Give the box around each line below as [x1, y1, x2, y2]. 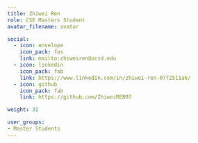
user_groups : [7, 119, 45, 126]
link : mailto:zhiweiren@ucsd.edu [19, 55, 117, 62]
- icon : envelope [13, 42, 64, 49]
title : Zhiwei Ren [7, 10, 60, 17]
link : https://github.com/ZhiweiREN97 [19, 94, 132, 101]
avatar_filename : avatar [7, 23, 79, 30]
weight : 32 [7, 106, 39, 113]
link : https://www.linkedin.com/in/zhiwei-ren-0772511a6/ [19, 74, 191, 81]
